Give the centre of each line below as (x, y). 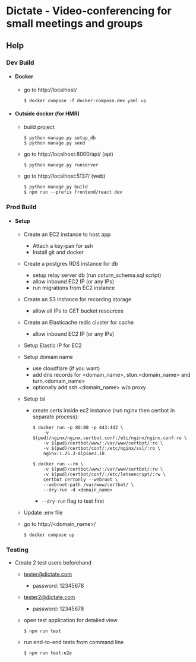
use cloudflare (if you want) (66, 368)
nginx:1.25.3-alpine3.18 (74, 454)
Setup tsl (34, 399)
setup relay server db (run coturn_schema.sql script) (97, 275)
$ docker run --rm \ (58, 464)
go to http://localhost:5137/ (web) (64, 176)
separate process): (56, 417)
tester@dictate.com (48, 574)
